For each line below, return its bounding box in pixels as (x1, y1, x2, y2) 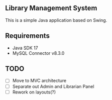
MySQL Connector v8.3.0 (12, 50, 65, 56)
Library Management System (5, 4, 98, 12)
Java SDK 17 (12, 45, 38, 51)
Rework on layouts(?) (12, 89, 56, 95)
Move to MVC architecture (12, 78, 67, 84)
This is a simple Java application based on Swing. (5, 17, 108, 23)
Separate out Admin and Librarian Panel (12, 83, 95, 89)
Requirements (5, 32, 50, 40)
